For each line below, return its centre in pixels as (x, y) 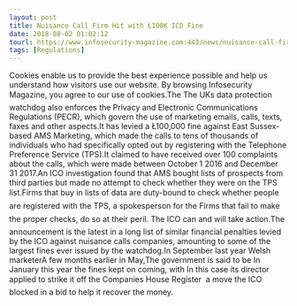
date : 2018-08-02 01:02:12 (59, 34)
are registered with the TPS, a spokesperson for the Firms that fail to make (145, 206)
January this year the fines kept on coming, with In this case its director (139, 270)
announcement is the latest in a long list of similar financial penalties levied (145, 232)
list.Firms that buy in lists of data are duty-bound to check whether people (145, 193)
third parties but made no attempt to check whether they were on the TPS (144, 183)
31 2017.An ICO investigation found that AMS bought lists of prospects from (146, 173)
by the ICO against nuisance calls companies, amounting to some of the (140, 241)
